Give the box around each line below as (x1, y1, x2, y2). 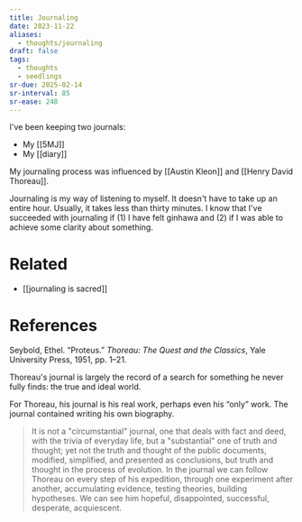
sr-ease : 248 (9, 96, 59, 106)
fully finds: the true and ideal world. (9, 381, 142, 392)
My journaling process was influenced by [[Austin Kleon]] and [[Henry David (9, 166, 294, 177)
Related (9, 253, 68, 274)
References (9, 315, 97, 335)
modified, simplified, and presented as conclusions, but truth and (31, 454, 274, 465)
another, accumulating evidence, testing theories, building (31, 483, 248, 494)
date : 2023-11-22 (9, 22, 75, 31)
